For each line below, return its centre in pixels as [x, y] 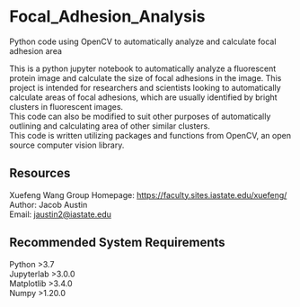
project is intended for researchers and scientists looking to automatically [145, 87]
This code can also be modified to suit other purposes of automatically [140, 116]
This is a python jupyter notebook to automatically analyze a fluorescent [143, 68]
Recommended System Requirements [118, 243]
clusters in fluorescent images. [66, 106]
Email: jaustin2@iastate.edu [61, 214]
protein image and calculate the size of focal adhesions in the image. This [146, 77]
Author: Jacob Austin [49, 204]
